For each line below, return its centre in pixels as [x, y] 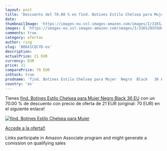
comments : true [21, 33]
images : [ [15, 28]
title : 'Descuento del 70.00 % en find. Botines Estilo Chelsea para [79, 14]
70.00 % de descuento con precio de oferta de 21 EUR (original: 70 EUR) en [83, 103]
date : [11, 19]
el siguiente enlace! [25, 109]
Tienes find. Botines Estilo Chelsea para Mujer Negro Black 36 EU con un [80, 98]
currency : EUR [20, 61]
